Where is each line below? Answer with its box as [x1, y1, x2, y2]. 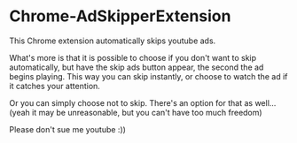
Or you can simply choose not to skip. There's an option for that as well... [9, 97, 277, 108]
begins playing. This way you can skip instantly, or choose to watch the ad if [9, 71, 288, 81]
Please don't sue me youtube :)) [9, 124, 127, 134]
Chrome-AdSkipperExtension [9, 6, 231, 26]
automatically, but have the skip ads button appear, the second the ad [9, 62, 264, 72]
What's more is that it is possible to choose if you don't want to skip [9, 52, 257, 63]
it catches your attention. [9, 80, 100, 91]
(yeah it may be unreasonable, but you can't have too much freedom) [9, 107, 263, 117]
